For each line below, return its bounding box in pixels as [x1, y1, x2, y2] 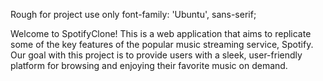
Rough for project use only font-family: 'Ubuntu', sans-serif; [10, 9, 257, 20]
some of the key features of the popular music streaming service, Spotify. [10, 39, 314, 50]
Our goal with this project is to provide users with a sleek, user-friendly [10, 49, 303, 61]
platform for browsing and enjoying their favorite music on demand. [10, 60, 288, 71]
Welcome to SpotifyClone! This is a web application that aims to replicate [10, 28, 312, 39]
